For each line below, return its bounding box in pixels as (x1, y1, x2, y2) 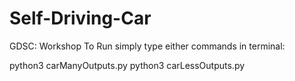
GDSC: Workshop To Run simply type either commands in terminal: (9, 40, 286, 52)
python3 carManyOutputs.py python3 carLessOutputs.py (9, 59, 246, 71)
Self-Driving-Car (9, 7, 152, 30)
